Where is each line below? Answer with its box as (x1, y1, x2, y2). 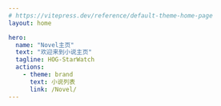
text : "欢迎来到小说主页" (15, 49, 92, 57)
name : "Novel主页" (15, 41, 74, 49)
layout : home (8, 19, 52, 27)
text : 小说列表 (29, 77, 76, 86)
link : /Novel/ (29, 85, 78, 93)
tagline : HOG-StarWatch (15, 56, 94, 64)
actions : (15, 63, 45, 72)
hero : (8, 33, 26, 41)
